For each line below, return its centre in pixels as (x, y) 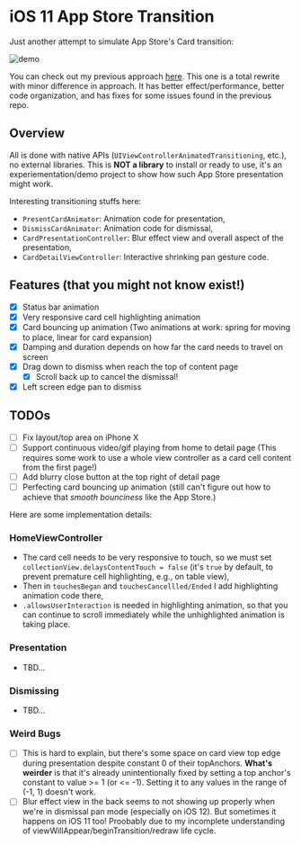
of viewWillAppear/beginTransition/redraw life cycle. (119, 831)
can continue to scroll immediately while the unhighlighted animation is (153, 615)
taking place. (46, 625)
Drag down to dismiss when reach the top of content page (130, 366)
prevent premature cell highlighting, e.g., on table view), (126, 577)
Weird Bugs (35, 733)
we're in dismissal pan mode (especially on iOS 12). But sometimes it (149, 812)
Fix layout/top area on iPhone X (80, 437)
